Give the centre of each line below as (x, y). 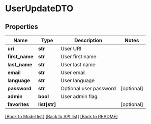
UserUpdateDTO (39, 9)
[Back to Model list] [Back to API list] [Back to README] (61, 116)
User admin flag (79, 96)
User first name (79, 57)
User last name (78, 64)
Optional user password (88, 88)
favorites (18, 104)
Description (88, 40)
